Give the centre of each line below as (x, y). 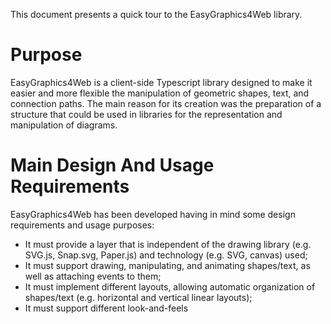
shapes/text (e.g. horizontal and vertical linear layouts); (138, 297)
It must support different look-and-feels (106, 308)
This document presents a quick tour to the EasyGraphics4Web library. (156, 14)
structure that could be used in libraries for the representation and (146, 114)
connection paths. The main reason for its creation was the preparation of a (166, 103)
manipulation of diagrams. (64, 125)
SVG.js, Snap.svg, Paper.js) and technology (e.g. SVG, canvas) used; (166, 255)
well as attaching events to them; (93, 276)
